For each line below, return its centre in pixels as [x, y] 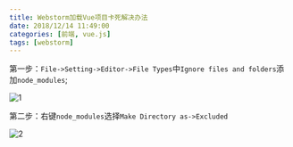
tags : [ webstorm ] [42, 42]
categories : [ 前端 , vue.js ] [60, 34]
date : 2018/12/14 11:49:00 [59, 26]
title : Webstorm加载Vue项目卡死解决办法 [79, 17]
